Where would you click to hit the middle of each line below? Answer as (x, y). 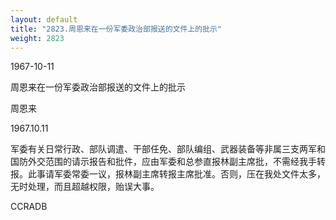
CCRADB (29, 207)
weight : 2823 (37, 38)
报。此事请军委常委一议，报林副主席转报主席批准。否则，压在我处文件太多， (168, 174)
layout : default (44, 19)
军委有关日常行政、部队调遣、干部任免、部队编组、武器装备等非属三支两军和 (168, 149)
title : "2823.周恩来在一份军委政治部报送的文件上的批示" (116, 29)
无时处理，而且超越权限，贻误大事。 (85, 187)
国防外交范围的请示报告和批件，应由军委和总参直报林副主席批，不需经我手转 (168, 162)
